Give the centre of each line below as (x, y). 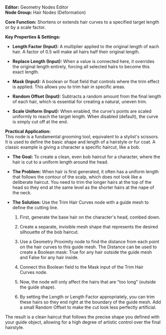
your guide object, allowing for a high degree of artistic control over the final (83, 322)
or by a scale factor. (26, 27)
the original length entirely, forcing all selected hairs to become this (81, 67)
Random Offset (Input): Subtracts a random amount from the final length (87, 96)
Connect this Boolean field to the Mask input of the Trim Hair (82, 267)
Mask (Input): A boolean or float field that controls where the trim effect (86, 82)
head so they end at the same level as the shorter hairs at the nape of (83, 187)
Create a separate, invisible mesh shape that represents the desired (89, 227)
